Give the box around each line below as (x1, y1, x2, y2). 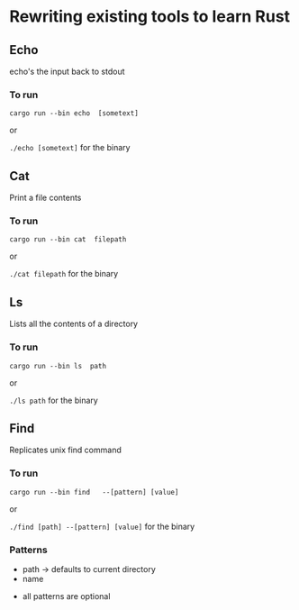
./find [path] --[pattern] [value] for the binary (9, 521, 195, 532)
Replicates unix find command (9, 444, 122, 456)
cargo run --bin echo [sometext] (9, 109, 140, 118)
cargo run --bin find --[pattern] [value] (9, 487, 179, 496)
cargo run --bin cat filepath (9, 235, 127, 244)
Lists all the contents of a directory (9, 318, 138, 330)
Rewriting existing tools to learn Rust (9, 6, 291, 27)
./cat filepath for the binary (9, 269, 119, 279)
